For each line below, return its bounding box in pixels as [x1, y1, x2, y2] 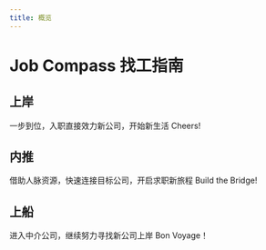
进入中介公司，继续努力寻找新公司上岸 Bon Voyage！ [9, 230, 210, 241]
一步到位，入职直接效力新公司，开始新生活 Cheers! [9, 120, 201, 131]
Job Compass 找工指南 [9, 55, 184, 75]
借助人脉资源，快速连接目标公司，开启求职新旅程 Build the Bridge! [9, 175, 258, 186]
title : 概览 [9, 13, 52, 23]
